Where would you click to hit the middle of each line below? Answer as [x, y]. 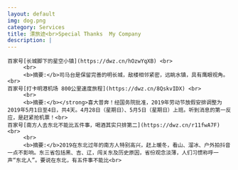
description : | [30, 41]
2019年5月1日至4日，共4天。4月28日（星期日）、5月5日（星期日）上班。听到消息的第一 [117, 110]
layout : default [31, 14]
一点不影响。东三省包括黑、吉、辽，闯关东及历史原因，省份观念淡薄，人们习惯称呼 [110, 153]
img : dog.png [27, 21]
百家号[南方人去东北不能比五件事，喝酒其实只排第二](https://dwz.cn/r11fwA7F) [114, 125]
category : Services [36, 27]
